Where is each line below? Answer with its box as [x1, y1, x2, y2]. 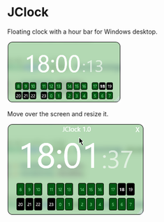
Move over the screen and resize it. [7, 109, 109, 118]
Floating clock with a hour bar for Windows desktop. [7, 27, 158, 36]
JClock [7, 4, 49, 20]
